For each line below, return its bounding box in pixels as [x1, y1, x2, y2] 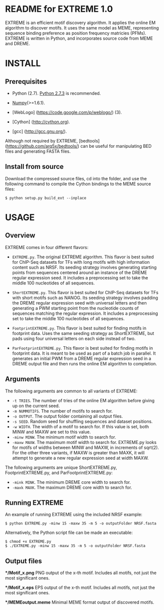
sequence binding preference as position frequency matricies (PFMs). [5, 30, 146, 36]
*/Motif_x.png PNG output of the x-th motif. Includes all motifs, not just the [5, 570, 157, 576]
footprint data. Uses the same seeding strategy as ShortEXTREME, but [12, 330, 154, 336]
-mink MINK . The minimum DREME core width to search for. [12, 479, 131, 485]
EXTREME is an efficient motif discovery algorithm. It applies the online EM [5, 20, 156, 26]
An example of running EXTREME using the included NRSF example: [5, 512, 143, 518]
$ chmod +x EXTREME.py [5, 539, 51, 544]
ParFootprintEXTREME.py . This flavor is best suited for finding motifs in [12, 345, 153, 351]
